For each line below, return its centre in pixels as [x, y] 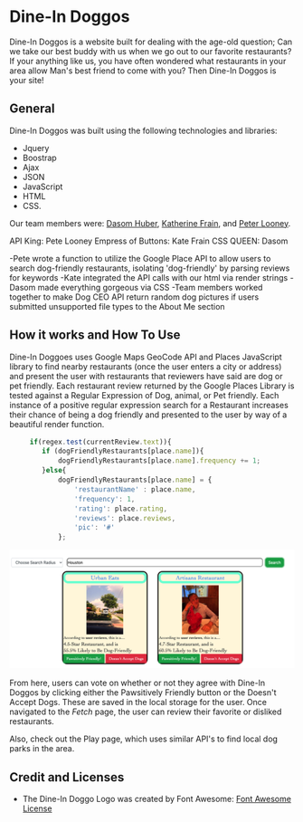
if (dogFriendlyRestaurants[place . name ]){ [123, 451]
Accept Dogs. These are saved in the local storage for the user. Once [138, 703]
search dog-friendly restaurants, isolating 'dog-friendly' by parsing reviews [150, 268]
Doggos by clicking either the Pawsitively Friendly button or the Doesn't [143, 693]
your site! [27, 80]
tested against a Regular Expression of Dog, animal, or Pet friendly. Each [144, 395]
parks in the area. [42, 749]
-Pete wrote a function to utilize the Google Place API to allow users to [140, 258]
